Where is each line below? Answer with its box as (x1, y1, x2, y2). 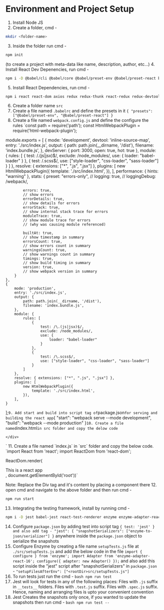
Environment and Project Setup (5, 3, 134, 15)
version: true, (23, 265, 54, 270)
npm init (5, 52, 23, 57)
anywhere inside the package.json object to (55, 533, 143, 539)
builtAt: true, (23, 230, 54, 236)
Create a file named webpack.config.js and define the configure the (12, 117, 149, 123)
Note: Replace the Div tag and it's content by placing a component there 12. (5, 482, 157, 488)
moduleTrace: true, (23, 213, 63, 219)
